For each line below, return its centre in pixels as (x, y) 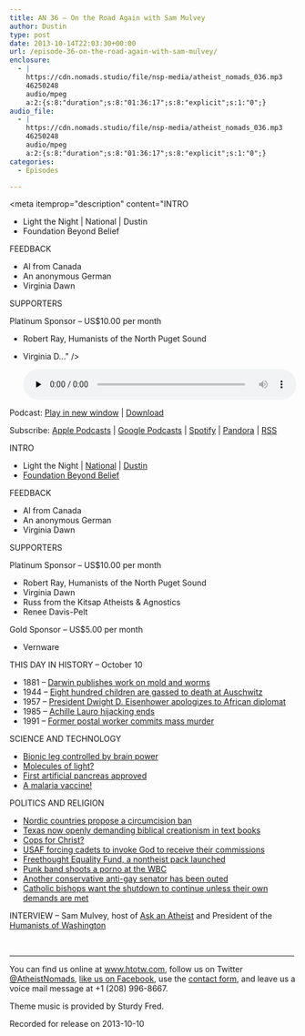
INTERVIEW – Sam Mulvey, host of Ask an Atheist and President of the (141, 916)
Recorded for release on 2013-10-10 (77, 1024)
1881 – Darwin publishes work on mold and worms (117, 683)
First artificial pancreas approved (85, 776)
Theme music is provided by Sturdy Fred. (87, 1006)
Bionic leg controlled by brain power (91, 757)
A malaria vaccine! (57, 786)
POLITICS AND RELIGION (57, 803)
